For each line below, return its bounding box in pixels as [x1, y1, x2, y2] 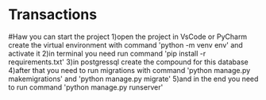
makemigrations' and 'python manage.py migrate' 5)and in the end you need [8, 74, 259, 83]
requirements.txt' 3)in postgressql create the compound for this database [8, 57, 249, 67]
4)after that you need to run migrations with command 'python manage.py [8, 65, 251, 75]
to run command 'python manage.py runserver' [8, 82, 164, 92]
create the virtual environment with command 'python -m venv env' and [8, 40, 244, 49]
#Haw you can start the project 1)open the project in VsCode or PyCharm [8, 32, 248, 41]
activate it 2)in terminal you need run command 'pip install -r [8, 48, 206, 58]
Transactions [8, 6, 98, 24]
